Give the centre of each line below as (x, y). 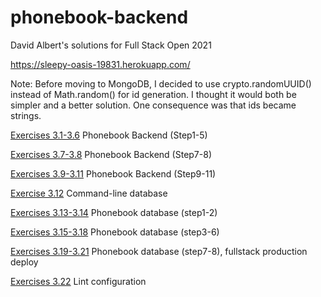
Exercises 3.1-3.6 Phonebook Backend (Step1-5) (109, 135)
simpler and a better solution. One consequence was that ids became (153, 105)
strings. (26, 115)
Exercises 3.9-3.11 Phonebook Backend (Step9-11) (113, 173)
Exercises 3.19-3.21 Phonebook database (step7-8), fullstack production (159, 251)
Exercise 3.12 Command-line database (89, 193)
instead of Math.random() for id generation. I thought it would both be (153, 94)
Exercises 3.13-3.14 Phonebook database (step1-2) (114, 212)
